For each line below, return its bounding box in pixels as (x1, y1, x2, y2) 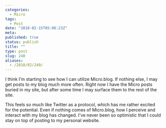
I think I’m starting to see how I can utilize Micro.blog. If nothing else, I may (5, 76, 158, 82)
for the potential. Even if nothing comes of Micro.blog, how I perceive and (5, 107, 156, 113)
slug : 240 (5, 53, 26, 59)
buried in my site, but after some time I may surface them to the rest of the (5, 87, 157, 93)
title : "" (5, 44, 26, 49)
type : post (5, 49, 28, 54)
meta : (5, 30, 16, 35)
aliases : (5, 58, 23, 63)
